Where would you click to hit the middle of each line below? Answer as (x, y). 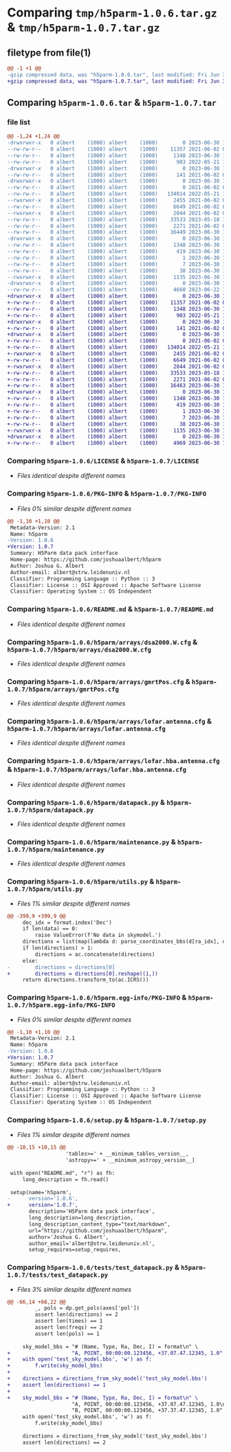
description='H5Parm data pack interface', (92, 1211)
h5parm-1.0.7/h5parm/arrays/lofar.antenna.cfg (87, 729)
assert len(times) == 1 (69, 1321)
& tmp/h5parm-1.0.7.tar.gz (84, 27)
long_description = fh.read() (66, 1179)
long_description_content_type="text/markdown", (99, 1224)
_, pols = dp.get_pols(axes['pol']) (87, 1308)
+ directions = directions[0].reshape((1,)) (82, 973)
